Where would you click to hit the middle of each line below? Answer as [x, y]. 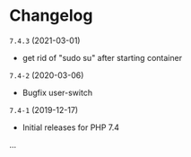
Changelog [51, 16]
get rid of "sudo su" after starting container [102, 57]
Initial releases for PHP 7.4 [70, 127]
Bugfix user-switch [57, 92]
